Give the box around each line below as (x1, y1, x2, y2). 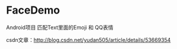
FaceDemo (6, 4, 60, 17)
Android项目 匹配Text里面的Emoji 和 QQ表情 (6, 24, 114, 31)
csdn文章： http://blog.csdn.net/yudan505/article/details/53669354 (6, 36, 171, 43)
